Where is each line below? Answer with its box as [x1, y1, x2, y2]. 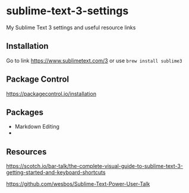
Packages [6, 107, 43, 117]
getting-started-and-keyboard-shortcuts [6, 169, 106, 176]
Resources [6, 147, 47, 157]
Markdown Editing [14, 123, 59, 130]
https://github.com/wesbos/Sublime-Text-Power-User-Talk [6, 180, 150, 188]
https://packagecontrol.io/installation [6, 90, 97, 97]
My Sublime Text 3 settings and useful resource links [6, 24, 136, 31]
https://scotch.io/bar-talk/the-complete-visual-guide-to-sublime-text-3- [6, 163, 183, 170]
